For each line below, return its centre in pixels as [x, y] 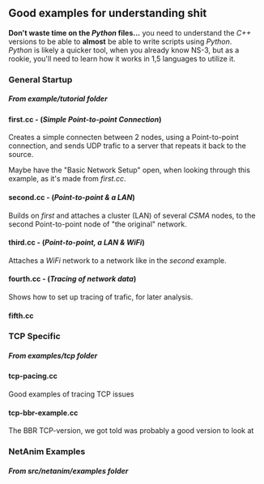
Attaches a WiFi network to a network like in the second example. [117, 260]
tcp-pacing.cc [33, 376]
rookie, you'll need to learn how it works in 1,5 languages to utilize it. [122, 58]
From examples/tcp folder [53, 356]
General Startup [40, 79]
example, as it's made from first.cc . [67, 179]
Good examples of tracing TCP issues [71, 394]
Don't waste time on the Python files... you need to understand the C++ [130, 32]
